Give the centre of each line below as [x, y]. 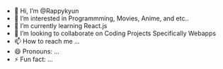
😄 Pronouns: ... [37, 51]
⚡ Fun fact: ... [33, 59]
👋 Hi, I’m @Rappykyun [46, 11]
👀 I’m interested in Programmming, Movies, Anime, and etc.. [101, 18]
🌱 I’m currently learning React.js [61, 26]
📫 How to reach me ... [47, 41]
